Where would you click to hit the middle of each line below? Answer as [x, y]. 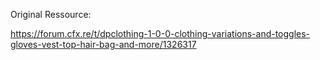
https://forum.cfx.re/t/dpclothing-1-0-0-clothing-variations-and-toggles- [160, 33]
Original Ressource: [51, 14]
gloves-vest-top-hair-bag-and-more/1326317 [103, 44]
